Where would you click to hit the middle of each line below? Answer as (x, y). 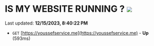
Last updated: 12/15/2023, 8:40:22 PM (46, 23)
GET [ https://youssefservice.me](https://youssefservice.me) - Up (80, 33)
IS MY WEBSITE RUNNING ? (65, 9)
